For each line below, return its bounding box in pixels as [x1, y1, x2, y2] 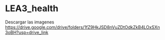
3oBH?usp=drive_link [5, 29, 48, 35]
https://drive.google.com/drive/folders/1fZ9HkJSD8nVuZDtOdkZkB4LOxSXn [5, 24, 160, 30]
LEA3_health [5, 3, 59, 14]
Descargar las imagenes [5, 19, 55, 25]
